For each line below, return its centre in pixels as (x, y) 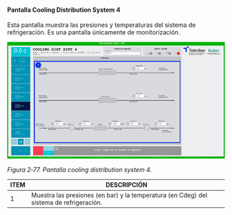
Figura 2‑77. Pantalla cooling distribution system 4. (79, 169)
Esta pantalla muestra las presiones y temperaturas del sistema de (101, 25)
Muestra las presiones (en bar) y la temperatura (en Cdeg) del (119, 195)
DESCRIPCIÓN (127, 185)
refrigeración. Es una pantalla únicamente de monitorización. (94, 32)
